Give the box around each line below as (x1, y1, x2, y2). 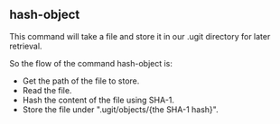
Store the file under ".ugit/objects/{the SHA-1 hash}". (22, 103, 219, 115)
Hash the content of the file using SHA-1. (22, 94, 174, 105)
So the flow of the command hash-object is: (9, 58, 173, 68)
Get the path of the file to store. (22, 75, 140, 86)
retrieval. (9, 40, 42, 51)
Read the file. (22, 84, 72, 95)
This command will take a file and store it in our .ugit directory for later (9, 31, 271, 41)
